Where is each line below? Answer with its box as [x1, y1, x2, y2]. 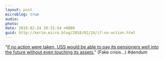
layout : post [5, 7, 33, 12]
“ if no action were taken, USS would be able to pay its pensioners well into [5, 44, 159, 50]
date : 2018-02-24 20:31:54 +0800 [5, 26, 75, 31]
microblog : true [5, 12, 39, 17]
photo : [5, 21, 19, 26]
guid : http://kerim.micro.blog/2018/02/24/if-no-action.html [5, 30, 136, 35]
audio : [5, 16, 19, 21]
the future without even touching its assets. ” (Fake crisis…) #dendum [5, 49, 148, 55]
